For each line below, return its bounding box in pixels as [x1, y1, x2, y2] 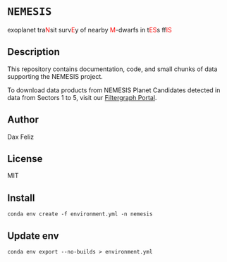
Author [7, 114, 39, 126]
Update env [7, 230, 59, 242]
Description [7, 46, 60, 58]
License [7, 153, 43, 165]
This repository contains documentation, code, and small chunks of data [7, 65, 218, 73]
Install [7, 192, 35, 204]
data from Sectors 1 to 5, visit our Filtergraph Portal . [7, 93, 157, 101]
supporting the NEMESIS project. [7, 72, 104, 80]
